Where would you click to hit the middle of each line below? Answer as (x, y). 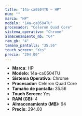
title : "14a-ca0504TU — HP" (33, 9)
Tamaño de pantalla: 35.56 (39, 89)
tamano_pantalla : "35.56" (31, 45)
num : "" (13, 14)
